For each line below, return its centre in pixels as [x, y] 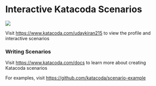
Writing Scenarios [28, 51]
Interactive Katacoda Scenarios [74, 9]
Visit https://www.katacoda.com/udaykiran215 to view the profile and [78, 33]
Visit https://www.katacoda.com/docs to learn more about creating [76, 63]
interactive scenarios [27, 38]
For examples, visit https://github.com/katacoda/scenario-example [75, 78]
